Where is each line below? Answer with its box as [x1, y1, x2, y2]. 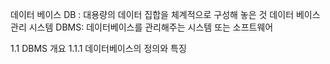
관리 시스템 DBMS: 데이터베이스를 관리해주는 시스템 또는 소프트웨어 [10, 21, 274, 33]
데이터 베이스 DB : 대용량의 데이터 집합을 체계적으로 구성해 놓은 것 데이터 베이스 [10, 9, 321, 20]
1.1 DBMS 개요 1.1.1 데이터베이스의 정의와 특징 [10, 43, 187, 54]
